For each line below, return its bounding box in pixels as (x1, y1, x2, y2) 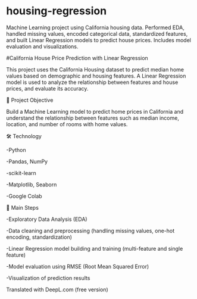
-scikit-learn (6, 169, 37, 176)
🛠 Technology (6, 132, 42, 139)
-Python (6, 146, 26, 153)
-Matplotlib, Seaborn (6, 180, 57, 188)
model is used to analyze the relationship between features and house (6, 79, 179, 86)
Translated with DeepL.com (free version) (6, 286, 108, 293)
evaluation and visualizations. (6, 43, 79, 50)
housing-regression (6, 4, 107, 18)
